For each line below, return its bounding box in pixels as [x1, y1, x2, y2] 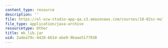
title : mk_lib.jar [5, 30, 43, 35]
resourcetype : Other [5, 26, 48, 31]
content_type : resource [5, 7, 55, 12]
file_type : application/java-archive [5, 21, 84, 26]
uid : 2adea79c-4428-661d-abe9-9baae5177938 [5, 35, 97, 40]
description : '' [5, 12, 39, 17]
